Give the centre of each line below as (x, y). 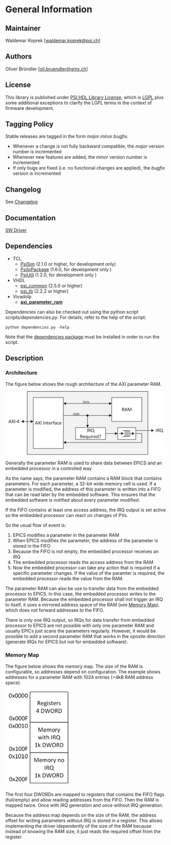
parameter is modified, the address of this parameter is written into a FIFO (83, 489)
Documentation (31, 218)
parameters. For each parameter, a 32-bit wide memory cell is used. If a (81, 484)
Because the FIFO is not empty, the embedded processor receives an (86, 551)
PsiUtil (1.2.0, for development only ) (58, 275)
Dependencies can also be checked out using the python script (72, 312)
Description (24, 358)
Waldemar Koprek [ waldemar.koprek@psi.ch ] (53, 40)
